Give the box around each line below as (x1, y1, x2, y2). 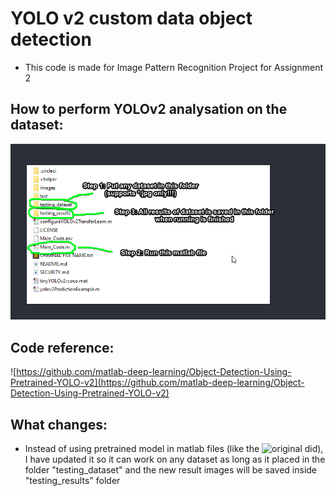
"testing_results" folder (24, 475, 121, 487)
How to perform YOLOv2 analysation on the (10, 101, 288, 118)
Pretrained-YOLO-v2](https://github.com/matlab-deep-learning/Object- (10, 377, 305, 389)
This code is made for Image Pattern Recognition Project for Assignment (24, 61, 324, 73)
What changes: (10, 416, 108, 433)
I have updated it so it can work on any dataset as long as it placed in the (24, 453, 326, 466)
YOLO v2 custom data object (10, 7, 253, 30)
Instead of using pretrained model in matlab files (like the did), (24, 443, 324, 455)
